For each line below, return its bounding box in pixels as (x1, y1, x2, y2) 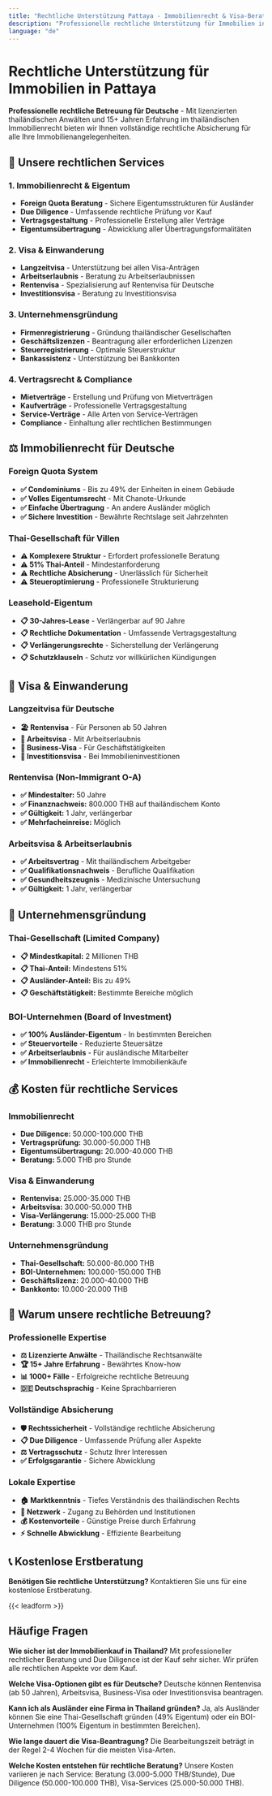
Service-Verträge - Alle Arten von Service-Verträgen (19, 409, 198, 419)
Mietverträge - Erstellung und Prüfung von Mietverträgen (19, 391, 213, 402)
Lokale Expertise (8, 1476, 76, 1487)
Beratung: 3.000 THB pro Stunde (19, 1220, 132, 1229)
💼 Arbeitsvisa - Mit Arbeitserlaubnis (19, 734, 142, 744)
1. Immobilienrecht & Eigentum (8, 179, 131, 191)
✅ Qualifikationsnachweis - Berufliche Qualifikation (19, 866, 195, 875)
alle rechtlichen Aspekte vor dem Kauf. (8, 1663, 138, 1673)
